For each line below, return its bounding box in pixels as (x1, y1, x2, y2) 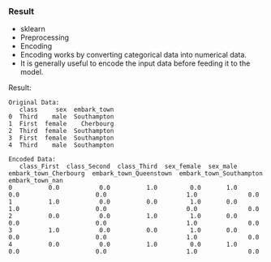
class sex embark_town (19, 105, 114, 114)
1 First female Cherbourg (8, 120, 114, 128)
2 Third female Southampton (8, 127, 114, 135)
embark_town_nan (8, 177, 63, 185)
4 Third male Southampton (8, 141, 114, 149)
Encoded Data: (8, 156, 57, 164)
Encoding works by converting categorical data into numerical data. (19, 50, 247, 60)
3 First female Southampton (8, 134, 114, 143)
